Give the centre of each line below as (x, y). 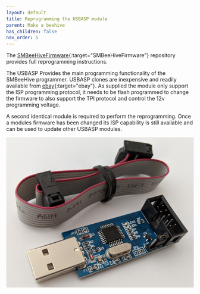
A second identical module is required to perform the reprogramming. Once (99, 117)
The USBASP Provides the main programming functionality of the (86, 73)
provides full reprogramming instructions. (57, 62)
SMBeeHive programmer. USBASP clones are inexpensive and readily (91, 80)
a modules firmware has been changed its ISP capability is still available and (100, 123)
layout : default (26, 12)
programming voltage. (33, 105)
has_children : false (32, 32)
